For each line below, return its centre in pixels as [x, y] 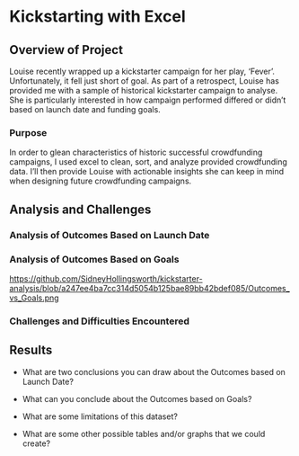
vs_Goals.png [35, 298]
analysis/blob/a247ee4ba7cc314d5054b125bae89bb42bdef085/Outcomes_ [149, 288]
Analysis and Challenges [80, 209]
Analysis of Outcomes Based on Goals [94, 259]
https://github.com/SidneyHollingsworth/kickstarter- [106, 278]
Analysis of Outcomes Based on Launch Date [110, 235]
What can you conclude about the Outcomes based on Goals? [137, 398]
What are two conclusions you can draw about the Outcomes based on [154, 371]
